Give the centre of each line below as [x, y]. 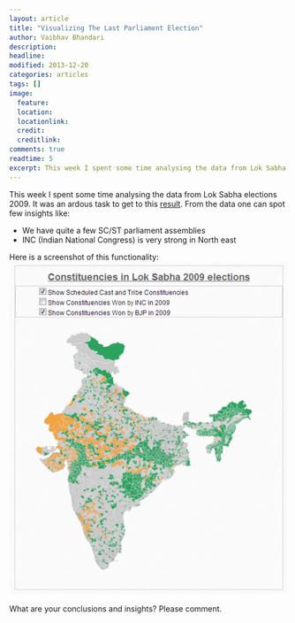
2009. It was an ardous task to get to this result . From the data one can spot [147, 204]
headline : [27, 56]
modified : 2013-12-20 [49, 65]
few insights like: [40, 213]
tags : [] [25, 84]
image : [21, 93]
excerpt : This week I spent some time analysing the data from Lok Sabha [148, 168]
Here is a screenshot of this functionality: [84, 257]
